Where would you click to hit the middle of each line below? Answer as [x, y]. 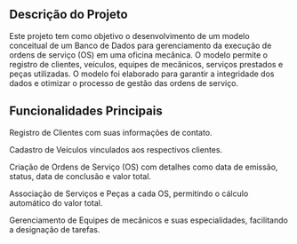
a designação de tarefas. [55, 229]
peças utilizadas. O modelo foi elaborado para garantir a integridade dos [142, 74]
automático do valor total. [56, 202]
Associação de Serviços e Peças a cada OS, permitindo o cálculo [129, 193]
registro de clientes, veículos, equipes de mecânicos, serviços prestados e [146, 64]
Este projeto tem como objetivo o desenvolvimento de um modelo [130, 35]
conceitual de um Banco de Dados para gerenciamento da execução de [140, 45]
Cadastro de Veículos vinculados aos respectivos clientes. [116, 149]
